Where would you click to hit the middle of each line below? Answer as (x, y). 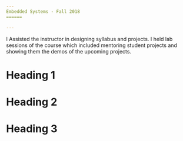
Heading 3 (32, 129)
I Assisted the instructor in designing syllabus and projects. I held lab (89, 39)
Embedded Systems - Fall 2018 (43, 11)
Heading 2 (32, 102)
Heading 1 (31, 75)
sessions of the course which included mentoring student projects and (92, 45)
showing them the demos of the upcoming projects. (69, 51)
